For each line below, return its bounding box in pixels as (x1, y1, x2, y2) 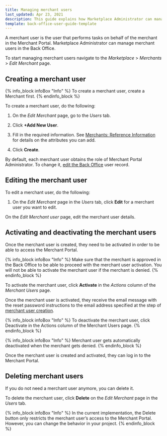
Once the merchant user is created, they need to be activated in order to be (5, 241, 160, 247)
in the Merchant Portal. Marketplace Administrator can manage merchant (5, 40, 155, 46)
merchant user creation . (5, 307, 55, 314)
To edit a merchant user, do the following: (5, 189, 90, 195)
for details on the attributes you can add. (12, 137, 96, 143)
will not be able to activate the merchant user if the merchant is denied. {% (5, 267, 158, 273)
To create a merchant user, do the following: (5, 103, 96, 109)
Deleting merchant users (5, 372, 83, 381)
